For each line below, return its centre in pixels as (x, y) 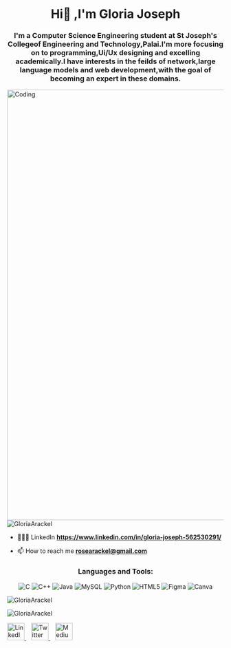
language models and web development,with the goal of (115, 70)
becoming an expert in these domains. (115, 79)
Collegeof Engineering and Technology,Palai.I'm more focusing (115, 44)
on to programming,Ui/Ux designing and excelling (115, 53)
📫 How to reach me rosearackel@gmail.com (82, 551)
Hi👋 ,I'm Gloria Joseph (115, 14)
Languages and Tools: (115, 572)
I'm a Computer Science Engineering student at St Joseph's (115, 36)
